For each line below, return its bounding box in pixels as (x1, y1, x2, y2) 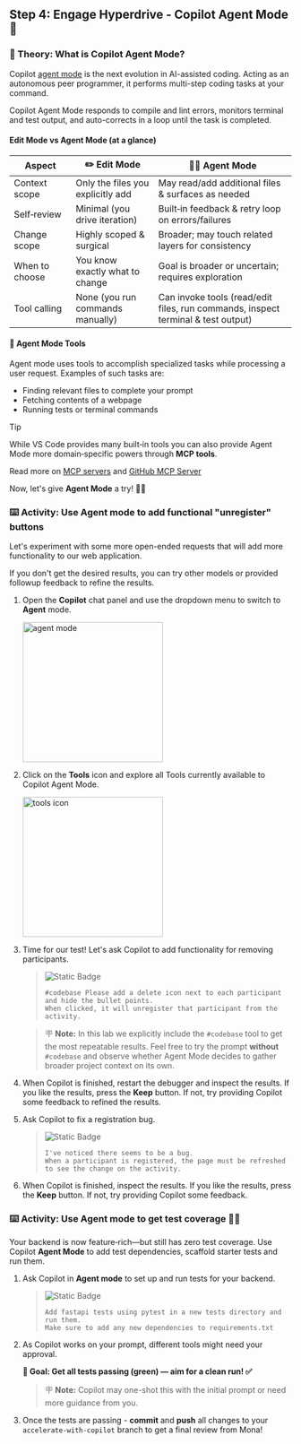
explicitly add (75, 187, 132, 200)
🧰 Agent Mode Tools (9, 338, 87, 349)
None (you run (75, 290, 137, 303)
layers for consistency (158, 239, 252, 252)
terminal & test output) (158, 313, 253, 325)
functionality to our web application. (9, 550, 142, 561)
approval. (21, 1348, 58, 1359)
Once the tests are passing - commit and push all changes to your (21, 1414, 269, 1425)
